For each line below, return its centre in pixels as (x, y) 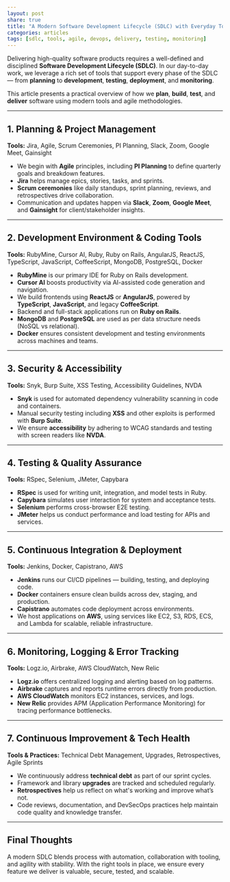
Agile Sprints (25, 762)
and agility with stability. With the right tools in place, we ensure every (106, 864)
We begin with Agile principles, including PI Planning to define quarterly (119, 166)
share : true (24, 20)
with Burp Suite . (40, 420)
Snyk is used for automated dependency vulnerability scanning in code (118, 398)
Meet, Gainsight (29, 152)
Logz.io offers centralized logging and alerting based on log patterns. (115, 681)
